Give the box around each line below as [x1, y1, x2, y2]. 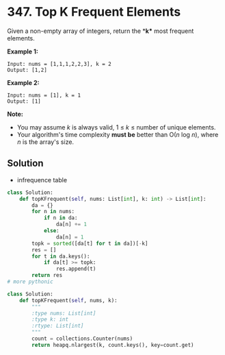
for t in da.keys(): [31, 253, 90, 260]
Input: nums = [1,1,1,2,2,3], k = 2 [7, 60, 111, 67]
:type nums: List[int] [31, 310, 96, 317]
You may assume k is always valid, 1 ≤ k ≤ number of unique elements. [16, 123, 216, 131]
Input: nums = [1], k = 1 [7, 92, 81, 99]
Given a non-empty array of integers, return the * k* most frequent [7, 27, 194, 35]
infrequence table [16, 175, 67, 184]
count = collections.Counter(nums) [31, 335, 133, 342]
